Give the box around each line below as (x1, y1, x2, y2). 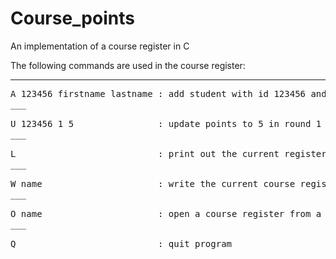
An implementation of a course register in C (10, 40, 190, 52)
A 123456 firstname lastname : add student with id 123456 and (10, 88, 327, 99)
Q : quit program (10, 238, 233, 249)
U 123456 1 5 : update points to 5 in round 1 (10, 118, 322, 129)
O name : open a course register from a (10, 208, 322, 219)
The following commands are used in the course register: (10, 59, 246, 71)
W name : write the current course (10, 178, 296, 189)
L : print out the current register (10, 148, 327, 159)
